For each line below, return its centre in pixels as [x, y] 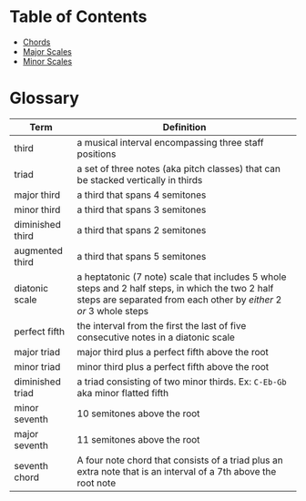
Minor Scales [47, 61]
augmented [39, 250]
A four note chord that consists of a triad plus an [180, 460]
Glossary [45, 98]
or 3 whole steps [112, 311]
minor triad [37, 366]
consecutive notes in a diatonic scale [156, 337]
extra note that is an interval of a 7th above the [177, 471]
